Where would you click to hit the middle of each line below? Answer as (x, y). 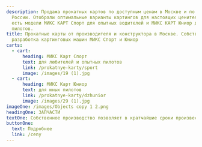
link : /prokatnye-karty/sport (60, 67)
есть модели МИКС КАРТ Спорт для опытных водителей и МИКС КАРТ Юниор (102, 23)
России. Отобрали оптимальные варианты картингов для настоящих (94, 17)
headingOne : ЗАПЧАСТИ (33, 112)
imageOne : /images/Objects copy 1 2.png (58, 106)
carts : (14, 46)
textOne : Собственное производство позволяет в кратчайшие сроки (90, 118)
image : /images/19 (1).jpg (56, 73)
